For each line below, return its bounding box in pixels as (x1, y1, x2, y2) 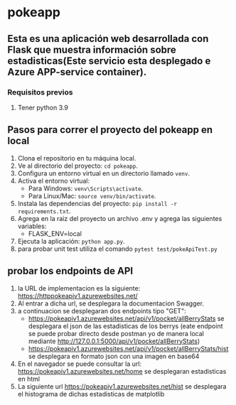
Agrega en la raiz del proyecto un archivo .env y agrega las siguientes (17, 214, 222, 222)
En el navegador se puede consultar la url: (17, 360, 142, 368)
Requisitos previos (7, 87, 73, 97)
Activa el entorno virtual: (17, 176, 90, 185)
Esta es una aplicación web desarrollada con (7, 33, 209, 45)
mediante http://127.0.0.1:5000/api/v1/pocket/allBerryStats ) (28, 337, 200, 345)
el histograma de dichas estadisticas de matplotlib (17, 389, 165, 398)
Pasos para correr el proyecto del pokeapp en (7, 124, 213, 136)
